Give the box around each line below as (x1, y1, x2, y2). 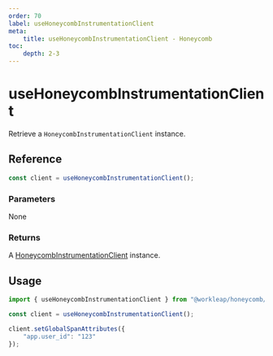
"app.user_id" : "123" (23, 332, 96, 341)
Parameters (8, 193, 55, 204)
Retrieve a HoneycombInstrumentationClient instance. (8, 128, 186, 138)
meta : (8, 27, 27, 35)
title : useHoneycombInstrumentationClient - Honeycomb (23, 34, 213, 43)
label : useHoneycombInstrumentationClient (8, 20, 154, 28)
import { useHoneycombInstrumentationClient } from (8, 296, 187, 304)
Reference (8, 152, 63, 167)
